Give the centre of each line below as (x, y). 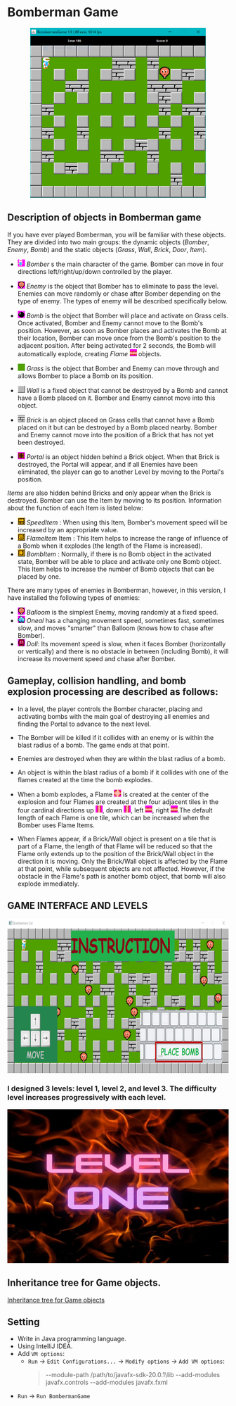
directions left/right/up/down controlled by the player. (95, 271)
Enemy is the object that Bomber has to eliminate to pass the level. (123, 286)
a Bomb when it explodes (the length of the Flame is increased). (110, 546)
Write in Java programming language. (72, 1339)
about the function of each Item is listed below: (76, 508)
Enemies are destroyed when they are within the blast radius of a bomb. (122, 758)
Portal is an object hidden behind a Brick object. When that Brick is (123, 457)
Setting (24, 1322)
